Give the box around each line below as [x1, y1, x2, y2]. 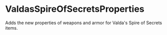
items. [5, 25, 18, 31]
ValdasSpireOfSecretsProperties [5, 3, 144, 15]
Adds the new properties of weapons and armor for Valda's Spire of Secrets [5, 20, 162, 26]
